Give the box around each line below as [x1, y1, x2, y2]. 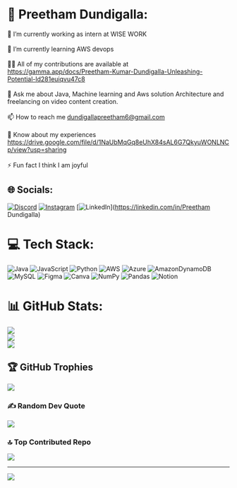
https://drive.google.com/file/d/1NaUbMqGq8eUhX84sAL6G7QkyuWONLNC [7, 138, 229, 146]
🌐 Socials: [7, 184, 54, 196]
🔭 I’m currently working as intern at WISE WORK [7, 30, 147, 38]
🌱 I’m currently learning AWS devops [7, 44, 114, 53]
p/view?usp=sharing [7, 145, 67, 154]
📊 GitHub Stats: [7, 298, 104, 314]
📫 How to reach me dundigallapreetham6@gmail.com [7, 112, 165, 121]
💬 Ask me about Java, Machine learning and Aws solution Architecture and [7, 90, 224, 98]
